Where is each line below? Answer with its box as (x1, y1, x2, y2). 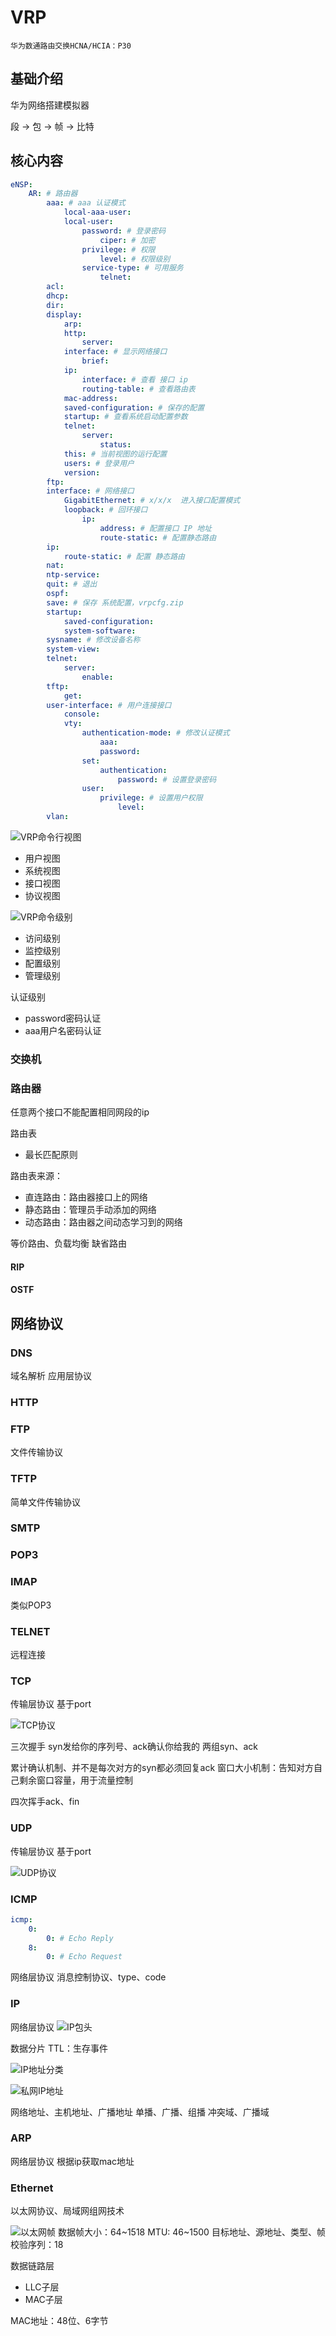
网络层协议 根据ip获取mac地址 (10, 2155, 135, 2167)
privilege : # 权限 (81, 244, 156, 255)
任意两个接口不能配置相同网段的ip (10, 1106, 150, 1118)
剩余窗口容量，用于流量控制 (18, 1774, 133, 1786)
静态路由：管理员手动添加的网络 (24, 1204, 157, 1216)
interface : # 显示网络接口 (63, 347, 168, 357)
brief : (81, 356, 110, 366)
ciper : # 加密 (99, 235, 156, 245)
